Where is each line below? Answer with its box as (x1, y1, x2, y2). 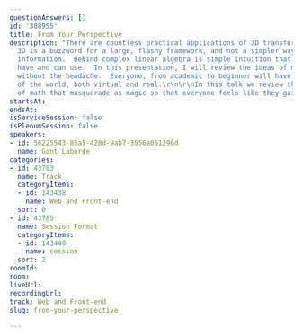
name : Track (17, 172, 63, 181)
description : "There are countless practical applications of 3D (9, 38, 259, 48)
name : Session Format (17, 222, 99, 231)
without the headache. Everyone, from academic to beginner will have (17, 72, 292, 81)
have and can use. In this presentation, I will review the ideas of (17, 64, 288, 73)
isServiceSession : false (9, 113, 102, 122)
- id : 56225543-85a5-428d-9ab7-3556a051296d (9, 138, 179, 147)
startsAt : (9, 96, 47, 106)
